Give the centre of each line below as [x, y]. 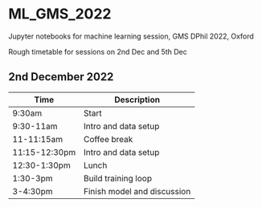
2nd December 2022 [61, 77]
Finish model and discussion [137, 191]
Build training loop [118, 178]
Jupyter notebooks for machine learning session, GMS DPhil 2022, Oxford [131, 36]
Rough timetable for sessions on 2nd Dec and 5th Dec [98, 51]
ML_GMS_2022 [60, 14]
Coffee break [108, 139]
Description [137, 99]
